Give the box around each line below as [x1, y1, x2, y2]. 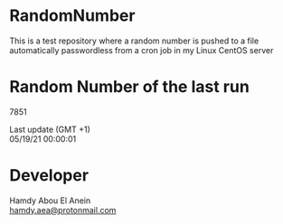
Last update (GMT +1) [9, 124, 90, 135]
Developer [9, 165, 89, 186]
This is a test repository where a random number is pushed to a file [9, 35, 259, 46]
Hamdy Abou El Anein [9, 195, 91, 206]
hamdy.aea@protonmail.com [9, 204, 117, 215]
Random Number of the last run [9, 77, 250, 98]
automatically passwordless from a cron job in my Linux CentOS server [9, 44, 274, 55]
